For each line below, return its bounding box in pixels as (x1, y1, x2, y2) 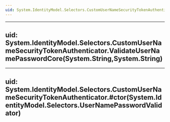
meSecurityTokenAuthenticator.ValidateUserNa (5, 46, 160, 55)
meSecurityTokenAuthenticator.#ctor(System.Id (5, 93, 162, 101)
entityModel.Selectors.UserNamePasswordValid (5, 101, 162, 109)
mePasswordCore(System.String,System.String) (5, 54, 163, 63)
